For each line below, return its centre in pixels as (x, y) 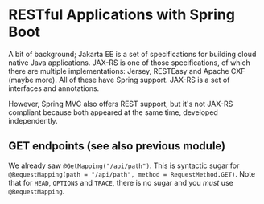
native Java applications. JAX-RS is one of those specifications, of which (130, 63)
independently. (33, 120)
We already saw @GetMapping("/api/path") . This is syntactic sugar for (124, 165)
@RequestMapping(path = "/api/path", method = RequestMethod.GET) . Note (132, 173)
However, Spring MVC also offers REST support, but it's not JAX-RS (121, 104)
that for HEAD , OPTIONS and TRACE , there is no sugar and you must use (121, 182)
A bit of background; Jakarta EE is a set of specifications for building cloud (132, 54)
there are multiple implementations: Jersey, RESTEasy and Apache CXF (127, 71)
